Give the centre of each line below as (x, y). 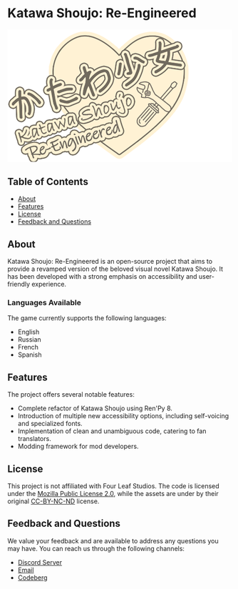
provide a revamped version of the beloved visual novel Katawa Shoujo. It (115, 269)
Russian (29, 340)
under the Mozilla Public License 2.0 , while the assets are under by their (113, 494)
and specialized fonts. (50, 424)
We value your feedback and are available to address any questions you (113, 540)
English (29, 332)
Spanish (30, 355)
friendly (19, 284)
